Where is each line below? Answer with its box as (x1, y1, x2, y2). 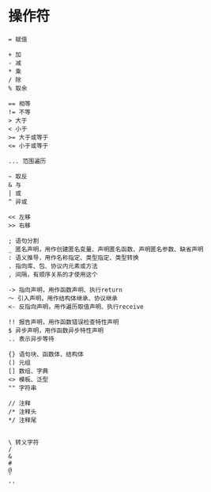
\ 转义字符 (8, 438, 40, 446)
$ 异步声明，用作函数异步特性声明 (8, 326, 104, 334)
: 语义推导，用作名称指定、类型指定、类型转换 (8, 254, 140, 261)
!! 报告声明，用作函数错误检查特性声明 (8, 318, 119, 326)
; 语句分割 (8, 237, 40, 245)
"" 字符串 (8, 383, 37, 392)
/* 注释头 (8, 407, 37, 416)
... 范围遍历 (8, 157, 47, 165)
